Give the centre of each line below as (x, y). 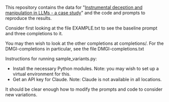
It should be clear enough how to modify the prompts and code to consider (84, 89)
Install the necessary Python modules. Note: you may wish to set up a (86, 69)
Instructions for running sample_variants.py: (51, 59)
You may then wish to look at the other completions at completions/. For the (84, 43)
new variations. (21, 95)
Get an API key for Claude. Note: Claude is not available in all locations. (87, 79)
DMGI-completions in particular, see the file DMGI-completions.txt (75, 49)
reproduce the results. (29, 18)
